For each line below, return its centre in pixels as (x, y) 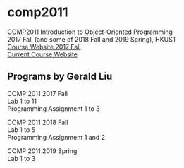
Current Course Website (42, 54)
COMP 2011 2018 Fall (38, 122)
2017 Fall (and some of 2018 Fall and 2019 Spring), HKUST (92, 39)
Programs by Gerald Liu (60, 77)
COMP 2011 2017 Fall (38, 93)
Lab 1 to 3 (22, 158)
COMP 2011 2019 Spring (42, 151)
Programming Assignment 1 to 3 (54, 108)
